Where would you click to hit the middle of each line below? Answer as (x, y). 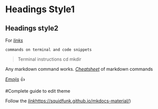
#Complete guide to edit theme (38, 91)
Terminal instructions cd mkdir (50, 59)
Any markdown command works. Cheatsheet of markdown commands (79, 69)
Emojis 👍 (15, 79)
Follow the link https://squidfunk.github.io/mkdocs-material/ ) (68, 101)
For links (14, 40)
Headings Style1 (40, 9)
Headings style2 (32, 28)
